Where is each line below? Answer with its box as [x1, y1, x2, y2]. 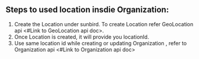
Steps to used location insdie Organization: [5, 5, 169, 15]
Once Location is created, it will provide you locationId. [14, 33, 150, 41]
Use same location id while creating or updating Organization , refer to [14, 39, 187, 46]
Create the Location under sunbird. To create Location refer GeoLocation [14, 20, 194, 27]
